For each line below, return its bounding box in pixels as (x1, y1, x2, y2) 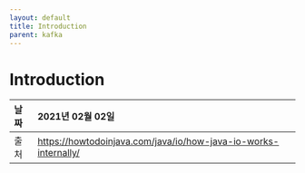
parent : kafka (9, 30, 64, 39)
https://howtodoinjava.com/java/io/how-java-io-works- (37, 135, 280, 148)
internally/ (37, 147, 80, 159)
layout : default (9, 13, 71, 23)
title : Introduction (9, 22, 88, 31)
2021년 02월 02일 (37, 111, 115, 123)
